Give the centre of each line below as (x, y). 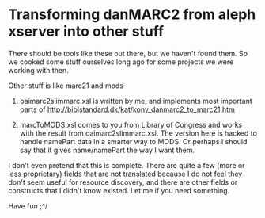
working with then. (38, 70)
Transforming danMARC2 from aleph (132, 15)
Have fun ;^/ (28, 206)
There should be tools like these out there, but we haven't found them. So (128, 53)
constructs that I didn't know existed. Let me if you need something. (119, 190)
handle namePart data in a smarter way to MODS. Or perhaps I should (133, 141)
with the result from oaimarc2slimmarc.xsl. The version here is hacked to (138, 133)
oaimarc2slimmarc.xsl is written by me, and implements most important (136, 101)
